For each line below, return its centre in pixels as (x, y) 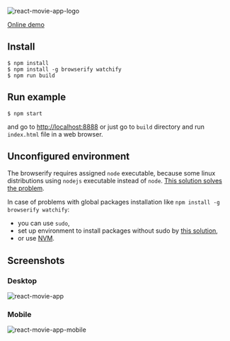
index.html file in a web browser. (56, 134)
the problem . (26, 188)
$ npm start (25, 113)
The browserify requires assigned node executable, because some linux (111, 173)
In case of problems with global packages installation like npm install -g (114, 202)
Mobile (19, 315)
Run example (36, 97)
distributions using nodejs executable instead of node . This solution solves (115, 181)
